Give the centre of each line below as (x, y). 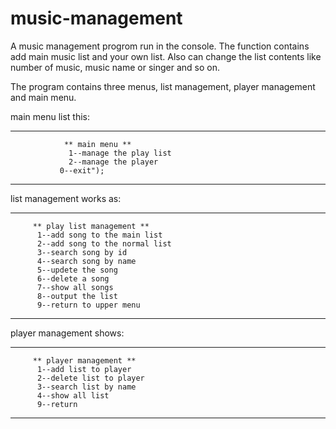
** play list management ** (91, 226)
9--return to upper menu (88, 305)
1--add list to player (84, 369)
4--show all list (73, 395)
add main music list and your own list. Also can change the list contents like (166, 56)
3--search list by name (86, 387)
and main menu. (43, 97)
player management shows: (67, 333)
